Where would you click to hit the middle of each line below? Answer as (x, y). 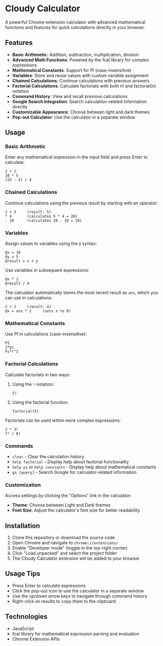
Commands (19, 446)
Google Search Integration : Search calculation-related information (79, 102)
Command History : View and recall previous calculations (70, 96)
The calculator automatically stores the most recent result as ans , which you (81, 293)
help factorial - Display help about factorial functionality (70, 462)
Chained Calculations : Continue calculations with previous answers (81, 80)
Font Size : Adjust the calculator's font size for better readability (76, 510)
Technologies (26, 617)
